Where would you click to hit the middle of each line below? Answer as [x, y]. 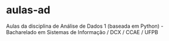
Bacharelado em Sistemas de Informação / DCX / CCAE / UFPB [82, 32]
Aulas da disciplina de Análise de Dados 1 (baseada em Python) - [85, 26]
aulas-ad [28, 10]
